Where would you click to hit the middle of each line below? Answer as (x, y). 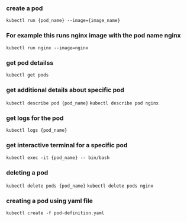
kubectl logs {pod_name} (37, 131)
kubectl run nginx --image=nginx (47, 48)
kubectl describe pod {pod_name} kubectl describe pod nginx (82, 103)
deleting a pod (27, 172)
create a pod (25, 8)
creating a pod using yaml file (49, 201)
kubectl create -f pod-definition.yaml (55, 213)
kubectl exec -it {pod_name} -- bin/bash (58, 158)
